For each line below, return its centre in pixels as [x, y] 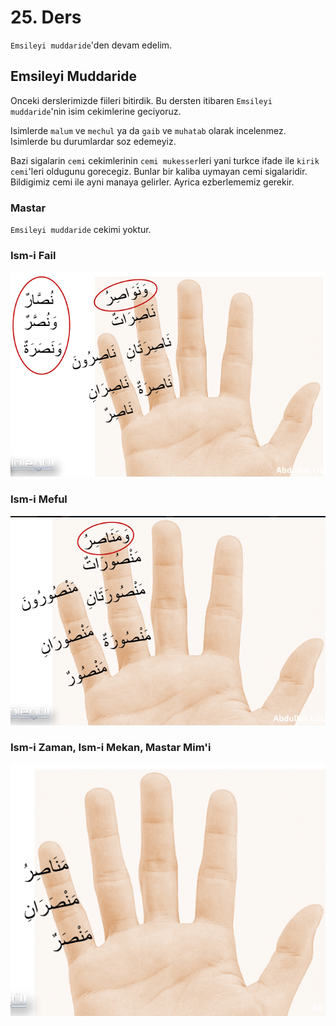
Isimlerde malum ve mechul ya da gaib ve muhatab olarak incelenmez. [148, 130]
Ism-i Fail [33, 255]
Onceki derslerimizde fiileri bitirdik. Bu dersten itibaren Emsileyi [141, 100]
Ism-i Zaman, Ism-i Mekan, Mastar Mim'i [111, 748]
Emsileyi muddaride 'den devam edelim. [91, 45]
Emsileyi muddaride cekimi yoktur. [81, 230]
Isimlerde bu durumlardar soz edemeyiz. [93, 141]
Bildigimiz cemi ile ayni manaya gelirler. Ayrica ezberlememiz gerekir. [152, 182]
